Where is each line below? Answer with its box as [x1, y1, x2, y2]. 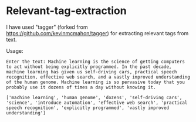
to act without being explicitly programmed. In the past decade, [6, 63, 172, 70]
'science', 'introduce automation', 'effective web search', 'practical [6, 100, 188, 106]
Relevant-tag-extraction [6, 4, 127, 18]
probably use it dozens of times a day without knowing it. [6, 84, 157, 90]
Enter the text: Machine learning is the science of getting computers [6, 59, 185, 65]
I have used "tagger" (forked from [6, 23, 88, 30]
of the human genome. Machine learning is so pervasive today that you [6, 79, 185, 85]
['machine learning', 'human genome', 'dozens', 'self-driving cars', [6, 94, 183, 100]
